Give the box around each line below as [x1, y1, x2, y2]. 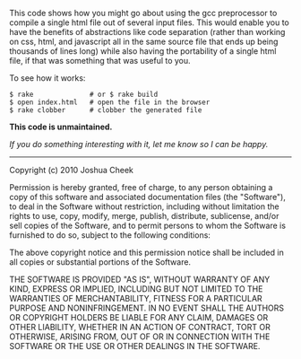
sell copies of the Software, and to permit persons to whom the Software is [9, 220, 287, 231]
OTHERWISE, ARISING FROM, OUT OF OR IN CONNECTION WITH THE [9, 331, 271, 342]
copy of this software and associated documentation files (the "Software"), [9, 192, 287, 202]
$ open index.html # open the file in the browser [9, 98, 211, 107]
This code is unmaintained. [9, 121, 113, 132]
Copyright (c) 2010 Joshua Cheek [9, 165, 134, 175]
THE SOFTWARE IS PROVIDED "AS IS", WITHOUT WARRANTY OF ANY [9, 274, 271, 285]
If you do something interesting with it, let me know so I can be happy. [9, 139, 269, 149]
